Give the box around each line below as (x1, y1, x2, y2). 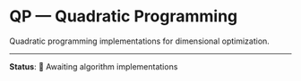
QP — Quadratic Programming (9, 6, 238, 27)
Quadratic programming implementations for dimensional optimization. (9, 36, 271, 46)
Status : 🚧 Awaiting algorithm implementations (9, 61, 178, 72)
